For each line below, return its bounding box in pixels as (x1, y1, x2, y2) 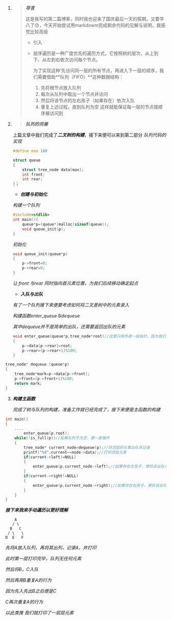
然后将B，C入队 (5, 566, 39, 573)
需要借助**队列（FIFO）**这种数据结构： (37, 74, 124, 80)
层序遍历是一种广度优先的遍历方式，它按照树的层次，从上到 (33, 51, 159, 56)
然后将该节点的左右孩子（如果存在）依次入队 (40, 97, 135, 104)
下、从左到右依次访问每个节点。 (33, 57, 101, 63)
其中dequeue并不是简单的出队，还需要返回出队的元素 (12, 324, 126, 330)
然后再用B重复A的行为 (5, 577, 52, 583)
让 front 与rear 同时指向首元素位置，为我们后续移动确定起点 (12, 280, 139, 286)
